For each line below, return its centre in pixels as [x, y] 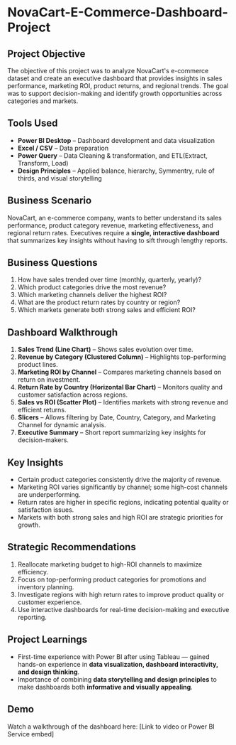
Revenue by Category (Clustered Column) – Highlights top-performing [122, 357]
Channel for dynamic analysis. [62, 425]
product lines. [38, 365]
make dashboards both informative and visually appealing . [105, 687]
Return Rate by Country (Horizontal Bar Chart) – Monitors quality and [120, 387]
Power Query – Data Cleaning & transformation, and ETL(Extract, [112, 155]
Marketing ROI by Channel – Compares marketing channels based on [119, 372]
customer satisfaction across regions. [73, 395]
